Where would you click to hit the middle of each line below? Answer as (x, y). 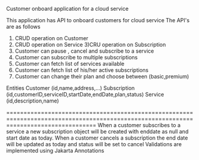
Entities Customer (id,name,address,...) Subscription (71, 88)
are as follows (23, 27)
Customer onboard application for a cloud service (68, 9)
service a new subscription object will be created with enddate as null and (97, 132)
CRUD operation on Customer (51, 38)
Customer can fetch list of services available (70, 64)
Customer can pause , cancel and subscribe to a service (84, 51)
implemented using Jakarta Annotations (55, 150)
